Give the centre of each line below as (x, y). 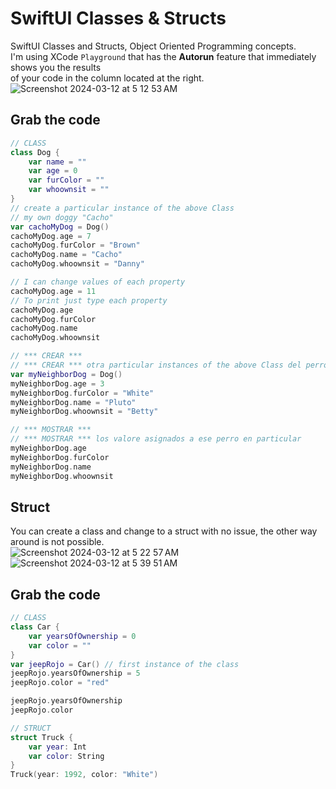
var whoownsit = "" (69, 190)
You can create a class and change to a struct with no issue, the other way (164, 531)
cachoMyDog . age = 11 (53, 291)
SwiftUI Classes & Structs (118, 18)
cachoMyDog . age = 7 (51, 236)
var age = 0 (53, 171)
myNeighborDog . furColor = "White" (82, 393)
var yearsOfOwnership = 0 (82, 636)
